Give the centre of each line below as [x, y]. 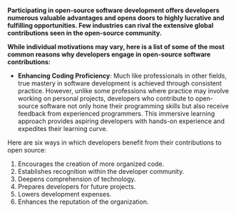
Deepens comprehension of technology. [77, 179]
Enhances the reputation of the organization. [83, 202]
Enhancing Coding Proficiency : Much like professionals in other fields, [122, 76]
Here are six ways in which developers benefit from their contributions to [115, 142]
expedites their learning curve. [63, 129]
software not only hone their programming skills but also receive [134, 106]
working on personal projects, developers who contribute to [106, 98]
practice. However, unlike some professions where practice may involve [123, 91]
